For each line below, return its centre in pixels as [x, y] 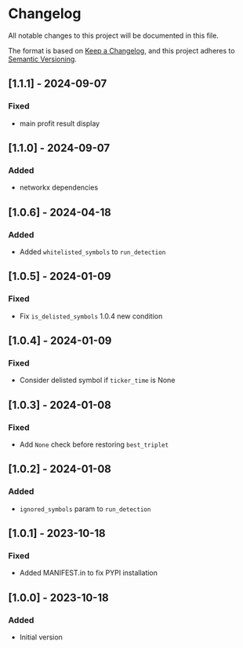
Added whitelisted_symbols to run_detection [92, 252]
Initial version [41, 637]
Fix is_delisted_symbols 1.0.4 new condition [91, 316]
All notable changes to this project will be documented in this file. [114, 35]
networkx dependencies [59, 188]
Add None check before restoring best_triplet [94, 444]
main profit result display [60, 123]
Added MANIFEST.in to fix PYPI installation [89, 573]
